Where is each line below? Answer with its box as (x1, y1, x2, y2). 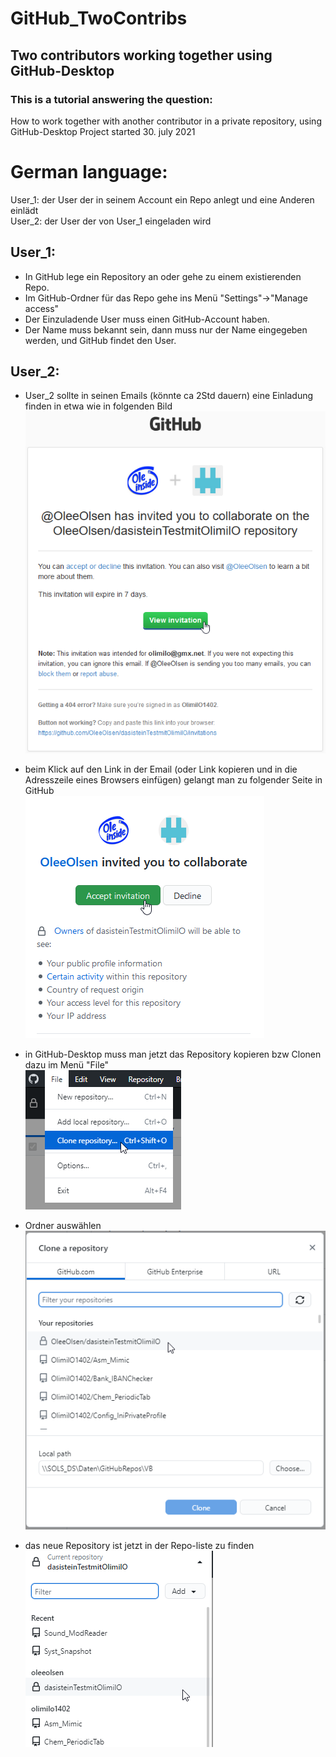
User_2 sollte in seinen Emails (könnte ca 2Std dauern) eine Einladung (24, 390, 314, 402)
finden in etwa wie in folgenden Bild (24, 400, 173, 412)
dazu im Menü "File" (24, 1059, 110, 1071)
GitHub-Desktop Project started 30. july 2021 (10, 125, 196, 137)
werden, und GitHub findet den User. (24, 334, 177, 346)
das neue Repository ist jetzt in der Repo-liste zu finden (24, 1539, 255, 1551)
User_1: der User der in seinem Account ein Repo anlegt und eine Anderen (10, 193, 315, 206)
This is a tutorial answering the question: (10, 92, 213, 106)
